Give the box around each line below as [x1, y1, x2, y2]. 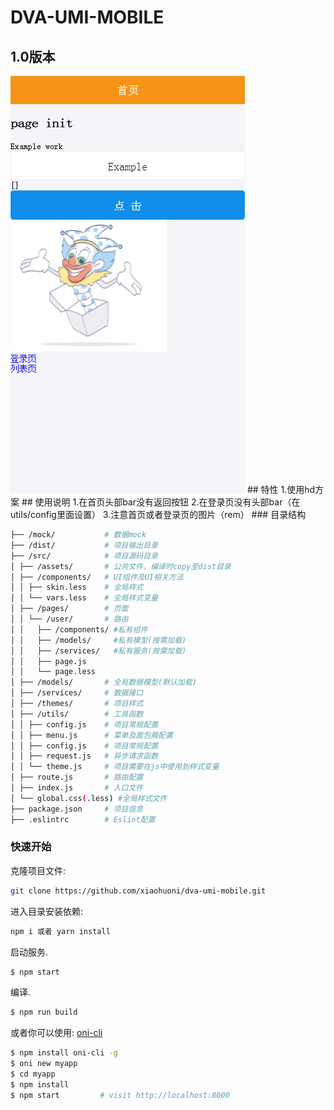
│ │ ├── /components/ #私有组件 [10, 624, 148, 635]
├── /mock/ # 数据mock [10, 530, 147, 540]
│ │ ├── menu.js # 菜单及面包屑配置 [10, 730, 173, 740]
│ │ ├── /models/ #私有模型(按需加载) [10, 635, 187, 645]
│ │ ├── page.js [10, 656, 87, 666]
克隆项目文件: [10, 864, 67, 876]
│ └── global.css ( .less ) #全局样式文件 [10, 793, 168, 803]
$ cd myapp [10, 1069, 56, 1080]
